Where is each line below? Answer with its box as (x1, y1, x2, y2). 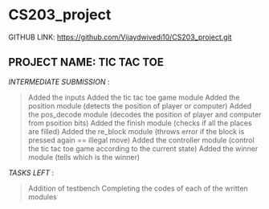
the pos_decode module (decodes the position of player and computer (27, 109, 262, 119)
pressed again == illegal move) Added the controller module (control (27, 135, 255, 145)
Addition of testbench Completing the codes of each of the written (27, 183, 249, 193)
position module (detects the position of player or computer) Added (27, 100, 252, 110)
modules (27, 191, 58, 202)
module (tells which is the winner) (27, 152, 141, 162)
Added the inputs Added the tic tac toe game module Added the (27, 92, 240, 102)
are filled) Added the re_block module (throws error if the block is (27, 126, 245, 136)
